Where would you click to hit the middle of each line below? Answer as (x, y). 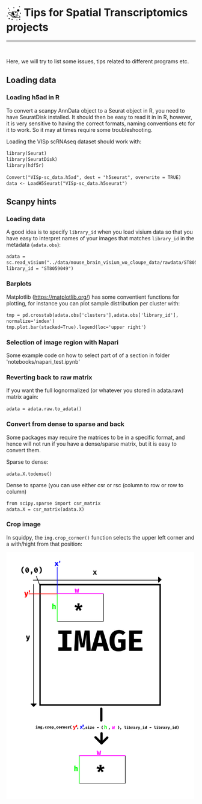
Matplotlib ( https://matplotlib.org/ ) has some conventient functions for (93, 297)
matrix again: (23, 397)
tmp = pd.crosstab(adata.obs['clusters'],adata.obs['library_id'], (93, 315)
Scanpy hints (32, 202)
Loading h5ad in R (33, 98)
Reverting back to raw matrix (49, 377)
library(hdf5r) (25, 165)
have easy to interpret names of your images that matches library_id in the (100, 238)
